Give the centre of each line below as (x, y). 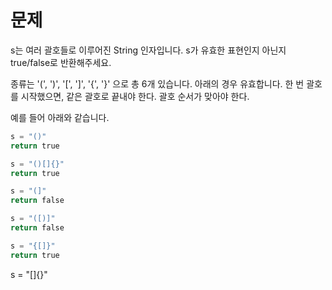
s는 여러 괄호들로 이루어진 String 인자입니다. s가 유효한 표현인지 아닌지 (148, 50)
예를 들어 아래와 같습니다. (60, 117)
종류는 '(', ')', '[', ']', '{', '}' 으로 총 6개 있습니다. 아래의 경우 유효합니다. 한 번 (157, 83)
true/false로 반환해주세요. (61, 62)
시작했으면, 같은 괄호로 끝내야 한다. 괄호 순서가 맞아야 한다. (135, 96)
